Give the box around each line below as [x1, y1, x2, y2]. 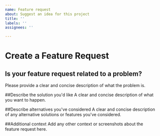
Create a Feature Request [5, 51, 109, 61]
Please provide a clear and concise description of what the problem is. [5, 83, 146, 88]
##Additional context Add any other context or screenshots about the [5, 121, 144, 127]
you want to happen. [5, 97, 46, 103]
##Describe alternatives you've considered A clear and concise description [5, 106, 156, 112]
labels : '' [5, 20, 27, 26]
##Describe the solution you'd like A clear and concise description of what [5, 92, 154, 98]
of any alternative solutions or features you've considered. [5, 112, 122, 118]
